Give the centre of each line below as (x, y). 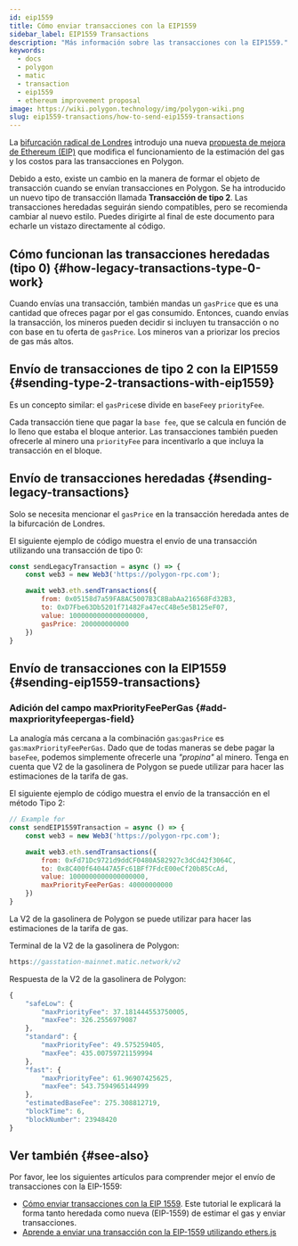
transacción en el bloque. (56, 450)
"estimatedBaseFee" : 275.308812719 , (93, 1103)
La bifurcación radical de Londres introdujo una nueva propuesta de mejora (148, 143)
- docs (29, 59)
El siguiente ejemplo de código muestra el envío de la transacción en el (140, 794)
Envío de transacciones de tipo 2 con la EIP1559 (144, 370)
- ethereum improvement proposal (79, 100)
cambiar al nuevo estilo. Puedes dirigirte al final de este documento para (142, 217)
